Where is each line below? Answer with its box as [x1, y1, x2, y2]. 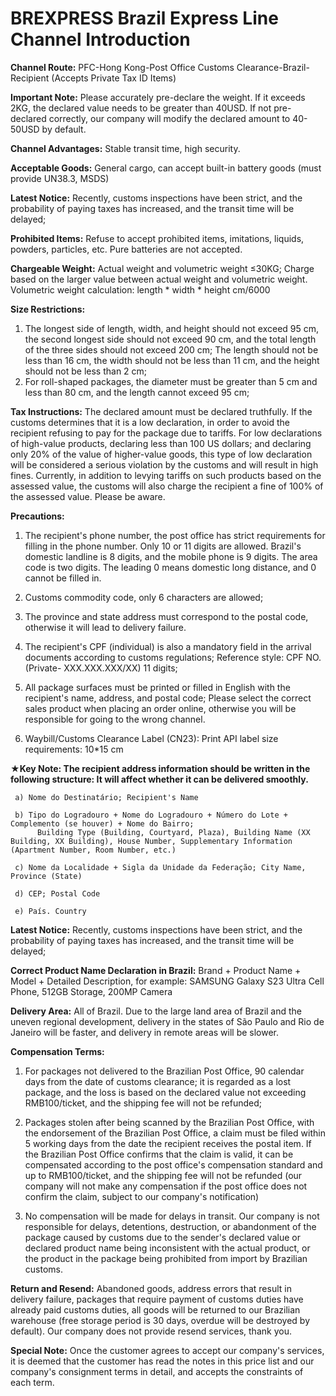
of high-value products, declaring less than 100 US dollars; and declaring [10, 437, 312, 449]
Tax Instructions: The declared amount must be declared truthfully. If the [10, 405, 313, 417]
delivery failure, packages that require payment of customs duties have [10, 1293, 304, 1305]
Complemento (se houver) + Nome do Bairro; [10, 818, 195, 829]
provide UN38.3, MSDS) [10, 172, 110, 184]
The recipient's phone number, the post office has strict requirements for [24, 529, 326, 541]
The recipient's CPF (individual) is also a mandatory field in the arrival [24, 640, 312, 652]
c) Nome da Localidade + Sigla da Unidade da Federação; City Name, [14, 862, 307, 872]
